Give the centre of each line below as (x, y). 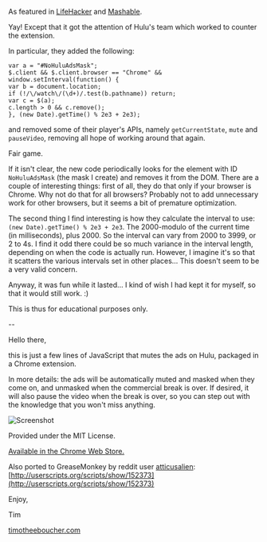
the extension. (32, 36)
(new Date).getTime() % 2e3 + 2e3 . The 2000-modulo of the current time (129, 227)
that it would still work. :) (49, 293)
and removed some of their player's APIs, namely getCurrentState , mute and (133, 130)
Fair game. (26, 153)
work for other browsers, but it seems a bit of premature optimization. (123, 203)
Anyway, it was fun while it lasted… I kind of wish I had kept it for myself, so (132, 285)
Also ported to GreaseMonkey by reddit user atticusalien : (102, 466)
